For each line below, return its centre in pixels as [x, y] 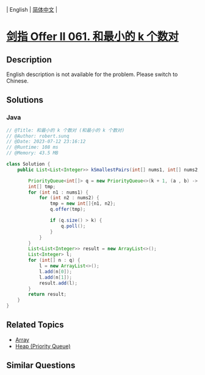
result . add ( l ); [58, 283]
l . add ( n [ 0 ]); [55, 271]
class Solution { [28, 164]
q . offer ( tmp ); [68, 210]
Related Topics [35, 325]
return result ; [48, 294]
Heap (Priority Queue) [43, 346]
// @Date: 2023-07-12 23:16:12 [46, 142]
